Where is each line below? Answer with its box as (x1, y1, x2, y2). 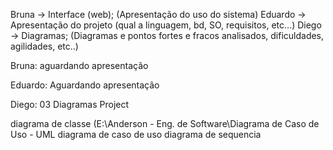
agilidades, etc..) (10, 40, 79, 52)
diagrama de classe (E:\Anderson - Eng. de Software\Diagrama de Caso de (10, 118, 320, 129)
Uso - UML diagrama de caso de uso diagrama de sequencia (10, 129, 262, 140)
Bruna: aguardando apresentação (10, 60, 149, 71)
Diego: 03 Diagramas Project (10, 99, 130, 110)
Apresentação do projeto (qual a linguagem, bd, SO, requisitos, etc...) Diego (10, 19, 322, 31)
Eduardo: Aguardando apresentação (10, 79, 160, 91)
